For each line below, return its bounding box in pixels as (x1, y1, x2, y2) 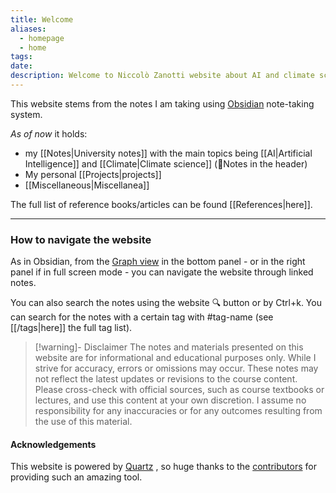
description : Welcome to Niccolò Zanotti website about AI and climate (10, 71, 315, 81)
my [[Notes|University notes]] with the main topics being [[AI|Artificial (24, 147, 313, 159)
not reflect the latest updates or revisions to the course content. (34, 373, 298, 385)
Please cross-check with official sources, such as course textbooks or (34, 384, 325, 396)
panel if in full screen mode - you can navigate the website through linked (10, 266, 314, 278)
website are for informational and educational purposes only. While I (34, 352, 317, 364)
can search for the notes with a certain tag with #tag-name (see (10, 311, 274, 323)
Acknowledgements (10, 438, 97, 450)
